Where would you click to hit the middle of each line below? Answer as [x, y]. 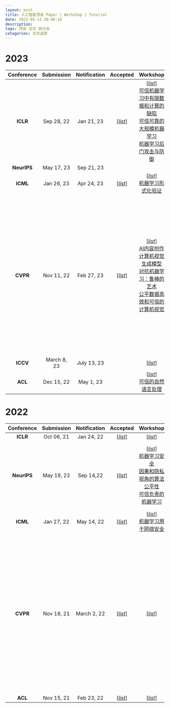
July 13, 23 [91, 363]
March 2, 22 [90, 613]
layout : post [19, 10]
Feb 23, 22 [91, 698]
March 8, [56, 360]
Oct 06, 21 [56, 437]
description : [19, 24]
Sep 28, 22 [56, 121]
